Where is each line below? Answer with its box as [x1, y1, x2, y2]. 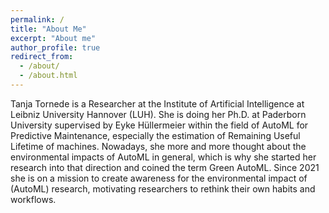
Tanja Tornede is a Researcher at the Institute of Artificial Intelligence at [10, 97, 305, 110]
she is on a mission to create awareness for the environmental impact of [10, 172, 308, 184]
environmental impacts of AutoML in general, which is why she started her [10, 151, 317, 163]
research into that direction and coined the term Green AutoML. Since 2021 [10, 161, 320, 173]
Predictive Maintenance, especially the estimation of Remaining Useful [10, 129, 301, 141]
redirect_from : [10, 52, 74, 62]
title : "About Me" [10, 24, 87, 34]
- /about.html [19, 71, 78, 81]
